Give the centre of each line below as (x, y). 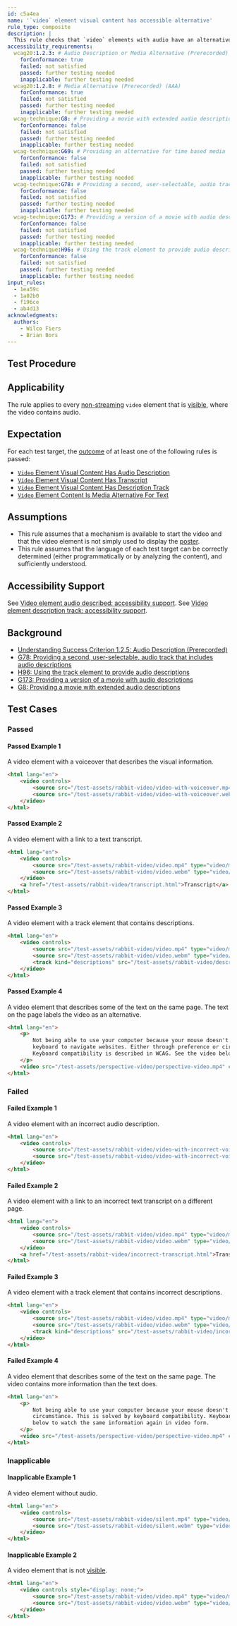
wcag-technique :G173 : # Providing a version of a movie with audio (115, 217)
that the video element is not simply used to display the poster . (109, 542)
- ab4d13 (26, 309)
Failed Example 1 (32, 1108)
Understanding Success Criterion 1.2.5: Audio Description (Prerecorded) (122, 649)
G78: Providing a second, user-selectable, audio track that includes (115, 657)
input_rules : (26, 283)
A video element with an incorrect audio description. (84, 1124)
